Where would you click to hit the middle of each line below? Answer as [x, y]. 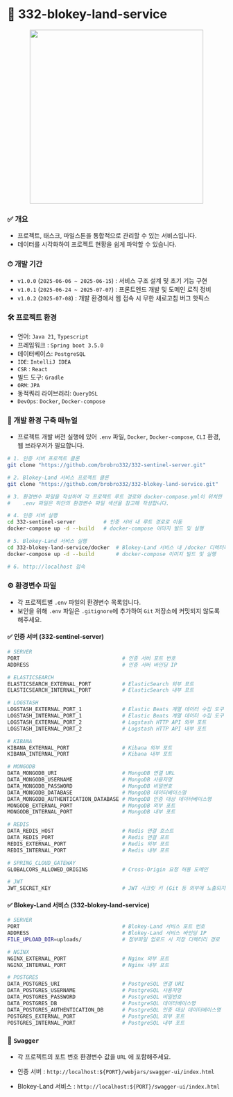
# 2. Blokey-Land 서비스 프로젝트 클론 [58, 478]
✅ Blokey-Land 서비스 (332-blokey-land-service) [79, 905]
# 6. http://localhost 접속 [46, 567]
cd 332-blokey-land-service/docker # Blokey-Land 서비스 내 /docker [107, 547]
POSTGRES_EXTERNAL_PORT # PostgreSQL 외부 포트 [96, 1016]
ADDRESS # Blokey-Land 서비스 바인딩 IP [107, 933]
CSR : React [32, 368]
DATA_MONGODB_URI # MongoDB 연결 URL [91, 773]
